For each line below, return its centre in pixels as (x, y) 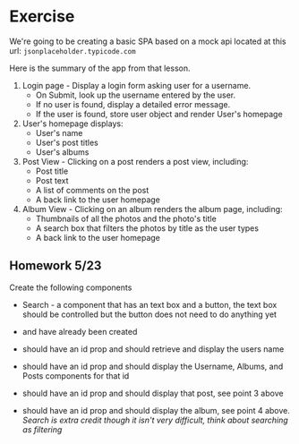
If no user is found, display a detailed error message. (133, 104)
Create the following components (71, 287)
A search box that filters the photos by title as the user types (147, 228)
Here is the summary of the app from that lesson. (100, 68)
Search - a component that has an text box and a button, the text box (149, 304)
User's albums (62, 152)
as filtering (42, 429)
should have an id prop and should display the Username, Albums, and (153, 366)
